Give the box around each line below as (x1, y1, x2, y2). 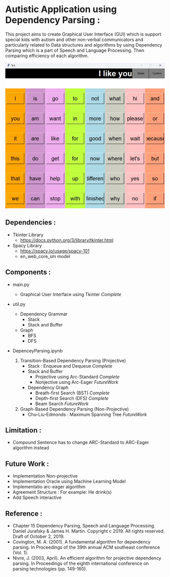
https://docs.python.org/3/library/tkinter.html (20, 237, 114, 243)
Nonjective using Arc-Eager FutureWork (35, 379, 118, 385)
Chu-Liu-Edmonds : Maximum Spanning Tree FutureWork (27, 411, 147, 417)
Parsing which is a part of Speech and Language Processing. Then (5, 47, 145, 53)
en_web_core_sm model (20, 253, 71, 259)
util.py (12, 301, 26, 307)
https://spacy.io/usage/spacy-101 (20, 247, 90, 254)
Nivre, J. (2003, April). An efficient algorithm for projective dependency (12, 555, 161, 561)
